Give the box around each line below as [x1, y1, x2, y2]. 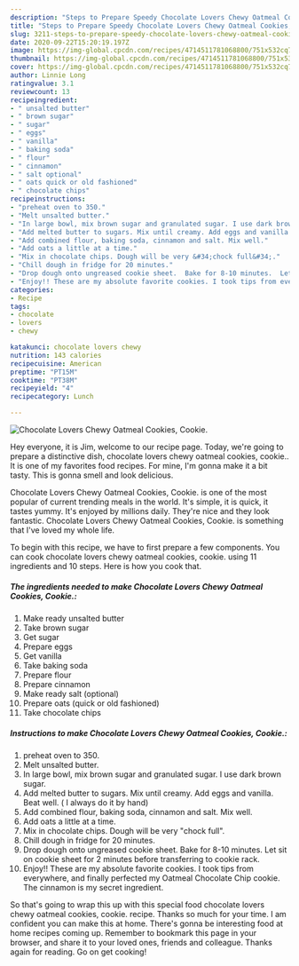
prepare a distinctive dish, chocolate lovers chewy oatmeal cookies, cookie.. [10, 451, 289, 462]
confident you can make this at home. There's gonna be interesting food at [10, 918, 283, 929]
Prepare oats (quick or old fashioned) [22, 698, 160, 709]
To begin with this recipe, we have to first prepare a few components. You [10, 542, 280, 552]
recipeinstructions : [10, 194, 87, 204]
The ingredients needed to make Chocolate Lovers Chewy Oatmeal [10, 581, 264, 591]
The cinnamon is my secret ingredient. [22, 882, 164, 892]
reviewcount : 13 [10, 87, 70, 96]
